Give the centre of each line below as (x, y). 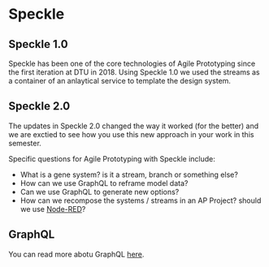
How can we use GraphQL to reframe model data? (104, 183)
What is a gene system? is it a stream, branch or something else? (129, 174)
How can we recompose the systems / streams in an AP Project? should (141, 200)
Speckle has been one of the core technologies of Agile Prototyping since (132, 63)
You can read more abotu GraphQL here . (76, 254)
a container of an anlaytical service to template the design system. (120, 81)
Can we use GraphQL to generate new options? (100, 192)
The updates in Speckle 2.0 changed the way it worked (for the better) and (134, 126)
